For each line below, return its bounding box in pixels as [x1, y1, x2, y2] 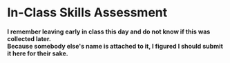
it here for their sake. [7, 49, 68, 58]
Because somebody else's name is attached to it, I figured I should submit [7, 42, 223, 50]
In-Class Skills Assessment [7, 5, 168, 21]
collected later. [7, 34, 52, 42]
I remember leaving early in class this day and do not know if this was [7, 27, 211, 36]
